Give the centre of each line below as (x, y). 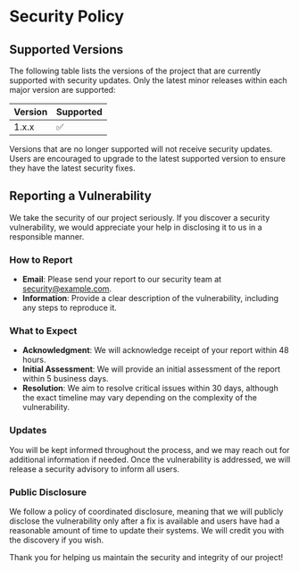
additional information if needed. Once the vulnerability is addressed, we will (150, 459)
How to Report (41, 259)
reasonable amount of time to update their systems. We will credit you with (147, 530)
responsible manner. (47, 236)
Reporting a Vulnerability (80, 196)
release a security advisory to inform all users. (95, 469)
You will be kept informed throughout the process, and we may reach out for (149, 449)
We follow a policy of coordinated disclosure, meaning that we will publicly (146, 512)
